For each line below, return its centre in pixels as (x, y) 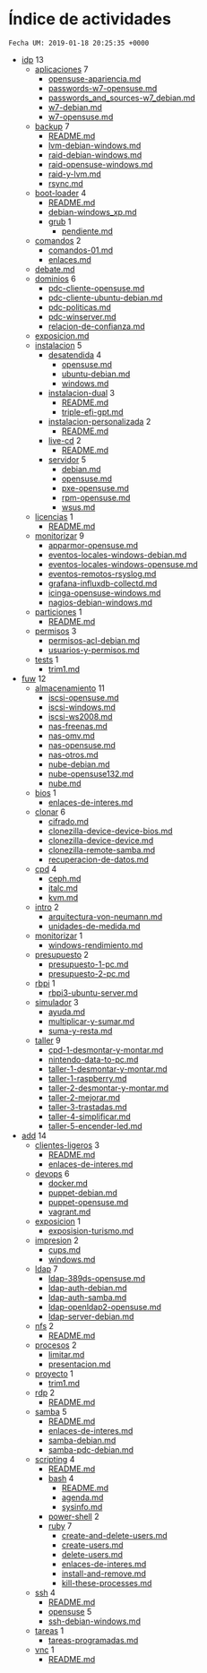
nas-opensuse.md (82, 745)
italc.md (63, 888)
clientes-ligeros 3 (67, 1145)
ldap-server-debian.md (91, 1316)
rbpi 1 (45, 983)
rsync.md (66, 183)
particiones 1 (58, 612)
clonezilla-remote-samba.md (102, 849)
